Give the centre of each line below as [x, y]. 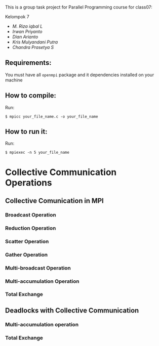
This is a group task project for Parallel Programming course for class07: [79, 7]
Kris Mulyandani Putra [35, 42]
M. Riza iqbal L [27, 26]
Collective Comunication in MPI [55, 201]
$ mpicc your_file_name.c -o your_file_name [52, 116]
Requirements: [28, 63]
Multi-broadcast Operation [38, 268]
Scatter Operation [27, 241]
